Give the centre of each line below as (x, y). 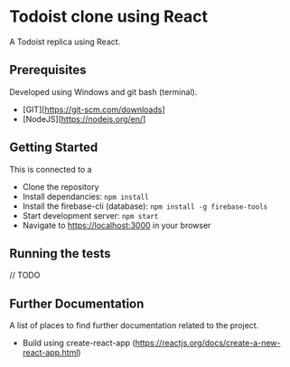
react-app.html (50, 353)
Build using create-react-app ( (79, 343)
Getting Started (54, 148)
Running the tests (60, 254)
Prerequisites (48, 70)
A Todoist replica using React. (65, 42)
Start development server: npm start (90, 215)
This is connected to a (51, 169)
